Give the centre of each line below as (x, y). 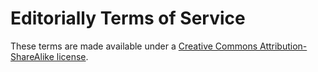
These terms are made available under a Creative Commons (134, 46)
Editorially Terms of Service (128, 18)
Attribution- (283, 46)
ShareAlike (32, 56)
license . (72, 56)
